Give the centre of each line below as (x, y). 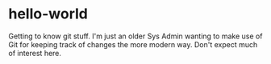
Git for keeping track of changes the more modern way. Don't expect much (133, 44)
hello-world (48, 14)
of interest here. (35, 53)
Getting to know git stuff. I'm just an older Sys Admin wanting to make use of (135, 36)
